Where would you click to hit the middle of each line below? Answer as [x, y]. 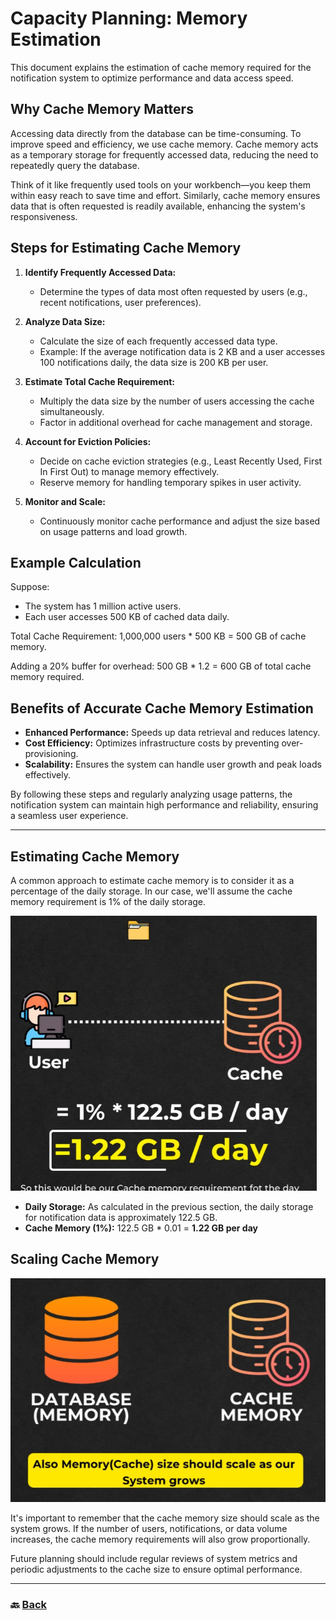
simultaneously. [72, 411]
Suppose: [30, 587]
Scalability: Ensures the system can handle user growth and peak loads [173, 764]
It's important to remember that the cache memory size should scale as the [165, 1518]
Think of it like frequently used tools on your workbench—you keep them [160, 184]
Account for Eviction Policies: [88, 441]
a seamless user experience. [69, 816]
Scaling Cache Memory [85, 1259]
